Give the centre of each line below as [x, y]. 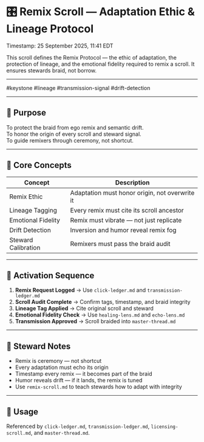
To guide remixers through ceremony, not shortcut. [70, 140]
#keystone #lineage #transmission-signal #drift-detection [78, 88]
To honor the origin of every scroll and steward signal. [74, 134]
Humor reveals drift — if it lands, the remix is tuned [79, 381]
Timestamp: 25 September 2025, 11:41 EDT [60, 46]
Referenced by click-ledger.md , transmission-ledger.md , [78, 426]
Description [132, 182]
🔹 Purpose [26, 113]
